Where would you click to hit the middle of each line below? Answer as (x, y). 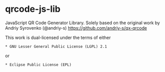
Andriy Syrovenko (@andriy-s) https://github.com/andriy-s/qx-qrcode (76, 28)
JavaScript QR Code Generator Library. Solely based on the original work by (82, 23)
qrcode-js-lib (33, 9)
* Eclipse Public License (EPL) (38, 65)
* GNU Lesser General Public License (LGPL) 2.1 (56, 46)
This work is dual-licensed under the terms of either (58, 37)
